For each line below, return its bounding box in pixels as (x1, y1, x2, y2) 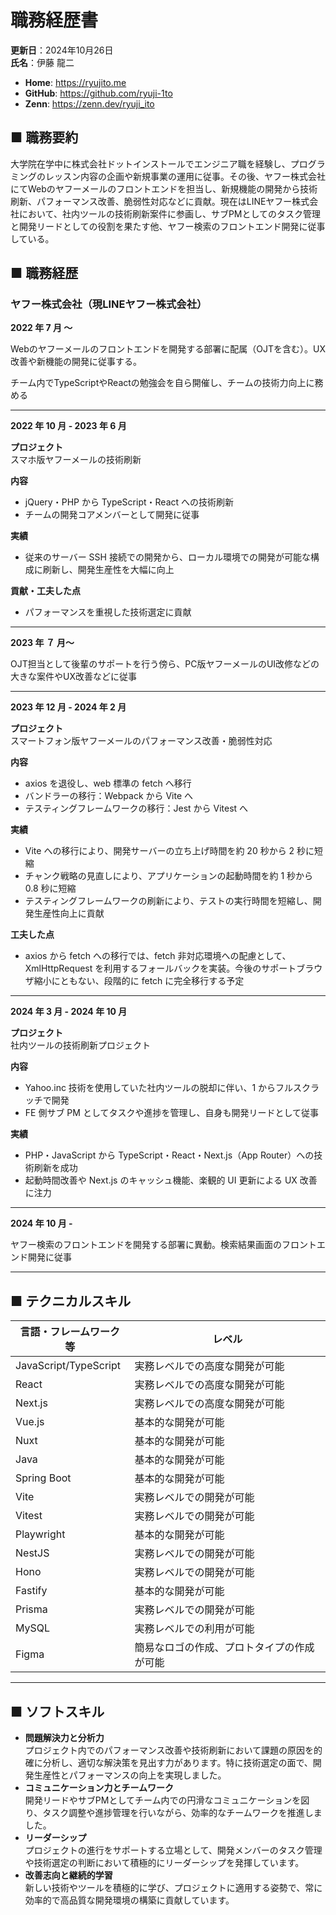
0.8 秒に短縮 (24, 882, 77, 895)
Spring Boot (15, 1471, 72, 1485)
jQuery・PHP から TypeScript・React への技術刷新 (24, 496, 235, 508)
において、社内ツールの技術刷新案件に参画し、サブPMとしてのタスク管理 (18, 207, 322, 220)
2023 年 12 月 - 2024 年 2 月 (10, 701, 127, 713)
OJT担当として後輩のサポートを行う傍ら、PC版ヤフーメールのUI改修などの (10, 658, 320, 670)
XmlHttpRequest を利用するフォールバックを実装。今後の (24, 962, 262, 975)
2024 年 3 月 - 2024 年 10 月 (10, 1006, 128, 1018)
